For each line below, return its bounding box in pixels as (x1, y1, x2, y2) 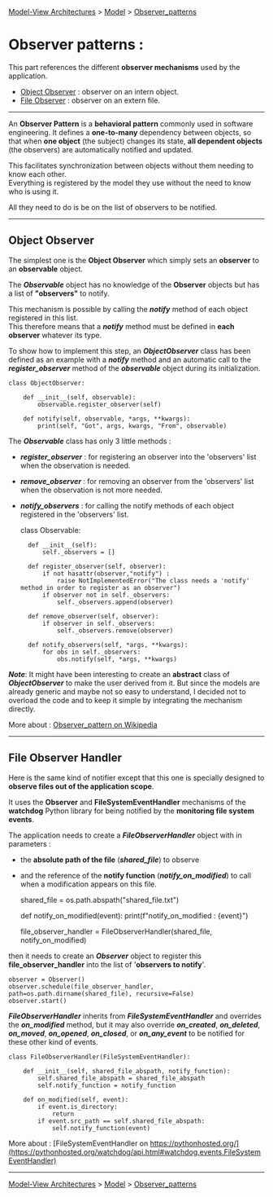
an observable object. (8, 264, 84, 274)
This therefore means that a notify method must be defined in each (8, 321, 235, 331)
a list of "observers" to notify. (8, 288, 110, 298)
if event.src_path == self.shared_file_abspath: (37, 1116, 206, 1125)
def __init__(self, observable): (23, 393, 136, 402)
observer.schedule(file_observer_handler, (8, 982, 154, 991)
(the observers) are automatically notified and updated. (8, 144, 193, 154)
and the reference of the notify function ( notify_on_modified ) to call (19, 870, 252, 880)
